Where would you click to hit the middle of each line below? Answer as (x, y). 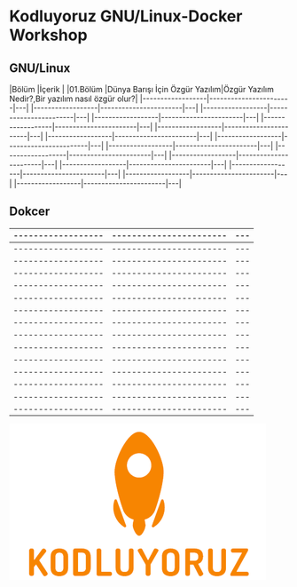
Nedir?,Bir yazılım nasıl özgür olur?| (74, 99)
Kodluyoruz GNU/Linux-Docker (126, 16)
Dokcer (30, 212)
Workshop (48, 35)
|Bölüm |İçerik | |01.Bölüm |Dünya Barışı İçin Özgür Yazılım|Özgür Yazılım (142, 89)
